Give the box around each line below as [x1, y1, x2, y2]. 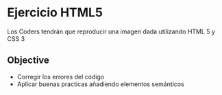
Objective [7, 55, 50, 66]
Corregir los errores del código [16, 72, 105, 81]
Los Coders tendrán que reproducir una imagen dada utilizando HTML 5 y [7, 27, 216, 36]
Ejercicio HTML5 [7, 5, 103, 21]
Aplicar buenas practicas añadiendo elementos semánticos [16, 80, 185, 88]
